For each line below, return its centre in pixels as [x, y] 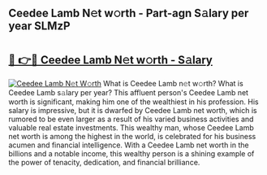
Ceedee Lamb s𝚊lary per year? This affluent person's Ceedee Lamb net [129, 92]
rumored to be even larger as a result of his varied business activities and [131, 119]
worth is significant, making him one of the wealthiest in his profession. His [133, 102]
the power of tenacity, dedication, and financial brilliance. [104, 162]
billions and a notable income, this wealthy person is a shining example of [131, 153]
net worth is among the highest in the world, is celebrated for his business [132, 136]
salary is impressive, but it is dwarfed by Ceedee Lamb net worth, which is [133, 110]
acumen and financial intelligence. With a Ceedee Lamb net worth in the [129, 145]
